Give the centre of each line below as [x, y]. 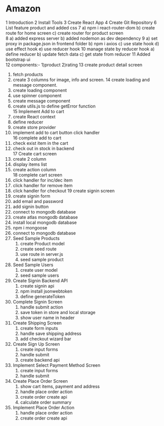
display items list [30, 164]
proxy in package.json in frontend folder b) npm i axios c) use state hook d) [82, 43]
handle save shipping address [51, 333]
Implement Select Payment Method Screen [56, 365]
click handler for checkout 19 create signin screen [64, 191]
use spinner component [37, 96]
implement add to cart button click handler [56, 132]
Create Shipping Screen [37, 323]
